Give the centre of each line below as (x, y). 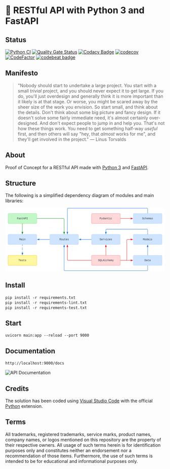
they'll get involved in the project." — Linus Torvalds (72, 139)
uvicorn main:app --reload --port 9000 (47, 336)
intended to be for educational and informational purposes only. (72, 461)
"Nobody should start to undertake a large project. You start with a (87, 85)
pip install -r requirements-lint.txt (46, 303)
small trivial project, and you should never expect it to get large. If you (90, 91)
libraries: (14, 201)
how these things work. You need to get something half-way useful (88, 128)
